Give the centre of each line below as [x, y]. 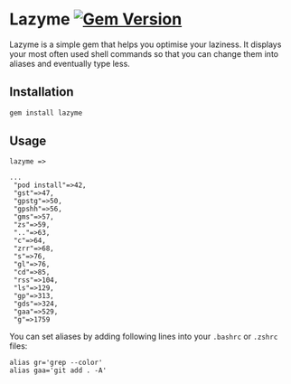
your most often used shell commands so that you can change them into [144, 53]
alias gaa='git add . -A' [58, 370]
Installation [42, 92]
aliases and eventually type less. [70, 63]
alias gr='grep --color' [56, 363]
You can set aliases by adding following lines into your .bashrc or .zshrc [144, 337]
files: [19, 346]
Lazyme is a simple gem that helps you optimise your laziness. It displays [145, 44]
